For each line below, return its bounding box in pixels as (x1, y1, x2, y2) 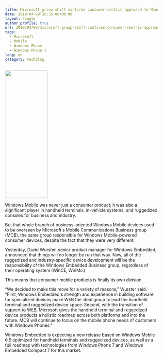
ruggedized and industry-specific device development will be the (5, 257, 135, 263)
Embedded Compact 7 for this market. (5, 347, 81, 353)
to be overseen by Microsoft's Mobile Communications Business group (5, 227, 147, 233)
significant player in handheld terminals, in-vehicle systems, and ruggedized (5, 207, 158, 213)
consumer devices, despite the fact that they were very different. (5, 237, 135, 243)
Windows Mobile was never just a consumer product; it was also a (5, 202, 137, 208)
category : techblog (5, 57, 45, 62)
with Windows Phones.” (5, 322, 52, 328)
